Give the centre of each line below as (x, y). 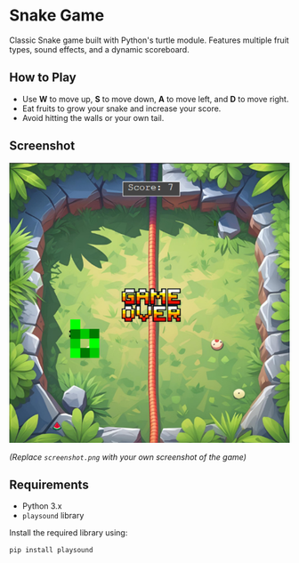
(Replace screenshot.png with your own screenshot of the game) (128, 457)
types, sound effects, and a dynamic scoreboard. (99, 49)
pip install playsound (51, 551)
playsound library (53, 516)
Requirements (49, 484)
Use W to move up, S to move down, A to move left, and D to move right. (155, 99)
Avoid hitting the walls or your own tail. (93, 117)
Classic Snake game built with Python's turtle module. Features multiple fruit (149, 40)
